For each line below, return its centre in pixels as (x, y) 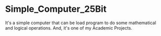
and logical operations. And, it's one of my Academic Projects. (69, 28)
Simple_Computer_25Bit (56, 9)
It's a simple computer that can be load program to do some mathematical (81, 23)
